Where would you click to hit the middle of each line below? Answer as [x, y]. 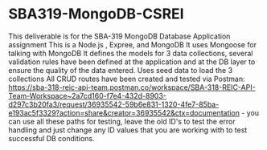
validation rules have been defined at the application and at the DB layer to [132, 62]
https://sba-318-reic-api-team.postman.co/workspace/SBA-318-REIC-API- [132, 87]
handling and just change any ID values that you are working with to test [128, 130]
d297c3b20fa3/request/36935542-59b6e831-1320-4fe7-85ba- [114, 104]
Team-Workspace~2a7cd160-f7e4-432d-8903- [88, 95]
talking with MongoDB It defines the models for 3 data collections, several [131, 53]
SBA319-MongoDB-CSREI [96, 14]
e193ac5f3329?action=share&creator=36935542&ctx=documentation [124, 112]
